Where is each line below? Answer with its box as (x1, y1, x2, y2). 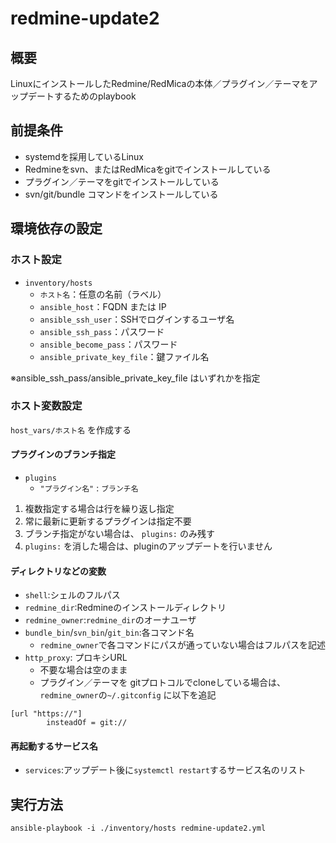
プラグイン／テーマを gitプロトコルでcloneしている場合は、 (39, 677, 286, 689)
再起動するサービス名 (10, 740, 98, 752)
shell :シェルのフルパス (24, 589, 121, 601)
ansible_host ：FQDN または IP (39, 300, 167, 312)
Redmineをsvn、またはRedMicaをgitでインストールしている (24, 163, 272, 175)
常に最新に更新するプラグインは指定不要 (24, 515, 192, 527)
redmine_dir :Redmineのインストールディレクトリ (24, 602, 227, 614)
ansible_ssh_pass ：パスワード (39, 325, 165, 337)
